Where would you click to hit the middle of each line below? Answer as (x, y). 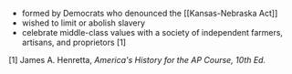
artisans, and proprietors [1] (74, 42)
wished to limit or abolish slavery (83, 23)
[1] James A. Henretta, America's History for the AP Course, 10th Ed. (137, 60)
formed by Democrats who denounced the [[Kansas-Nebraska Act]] (150, 13)
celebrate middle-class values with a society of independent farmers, (152, 32)
